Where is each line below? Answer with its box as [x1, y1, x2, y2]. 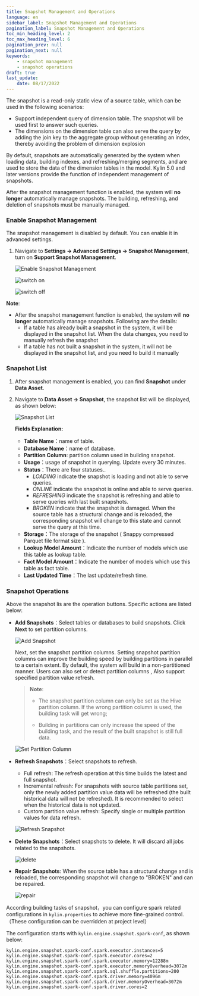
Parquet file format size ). [23, 537, 86, 544]
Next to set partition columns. [14, 626, 88, 633]
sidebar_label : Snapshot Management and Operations [6, 20, 137, 26]
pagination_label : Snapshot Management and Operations [6, 25, 145, 32]
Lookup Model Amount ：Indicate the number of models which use [23, 544, 188, 551]
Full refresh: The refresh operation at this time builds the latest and [23, 769, 187, 777]
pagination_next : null [6, 48, 62, 54]
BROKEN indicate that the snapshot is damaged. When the [32, 504, 176, 511]
